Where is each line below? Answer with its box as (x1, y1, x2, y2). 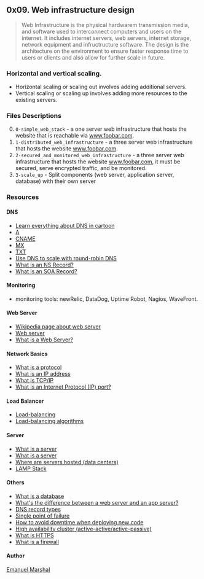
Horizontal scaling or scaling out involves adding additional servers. (15, 83, 187, 91)
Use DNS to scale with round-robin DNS (15, 254, 117, 262)
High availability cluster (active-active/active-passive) (15, 525, 152, 532)
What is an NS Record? (15, 261, 74, 268)
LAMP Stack (15, 465, 47, 472)
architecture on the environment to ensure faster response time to (21, 47, 189, 55)
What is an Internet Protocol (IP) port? (15, 383, 112, 391)
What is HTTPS (15, 531, 54, 539)
